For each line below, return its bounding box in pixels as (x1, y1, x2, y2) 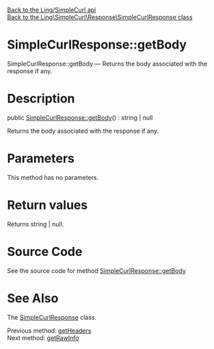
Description (7, 91, 75, 107)
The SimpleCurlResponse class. (7, 313, 97, 321)
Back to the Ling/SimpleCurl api (7, 6, 96, 14)
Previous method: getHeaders (7, 326, 92, 335)
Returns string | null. (7, 220, 64, 228)
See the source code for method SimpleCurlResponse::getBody (7, 266, 186, 274)
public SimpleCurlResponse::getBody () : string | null (7, 113, 153, 122)
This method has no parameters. (7, 173, 99, 181)
